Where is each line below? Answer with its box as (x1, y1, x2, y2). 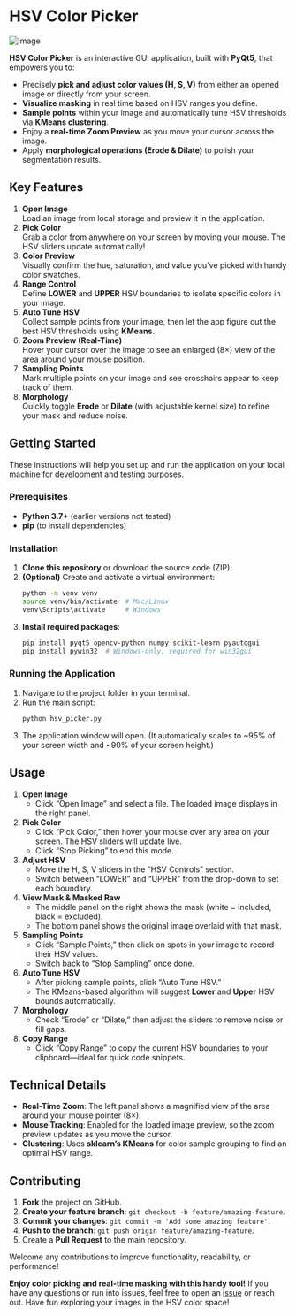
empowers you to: (9, 62, 75, 73)
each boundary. (34, 883, 93, 893)
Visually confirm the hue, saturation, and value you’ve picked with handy (21, 259, 287, 271)
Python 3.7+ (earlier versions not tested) (21, 510, 171, 521)
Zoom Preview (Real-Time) (21, 334, 122, 346)
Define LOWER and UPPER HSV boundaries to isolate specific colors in (21, 287, 281, 298)
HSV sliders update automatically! (21, 241, 146, 251)
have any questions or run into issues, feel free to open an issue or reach (9, 1288, 276, 1298)
